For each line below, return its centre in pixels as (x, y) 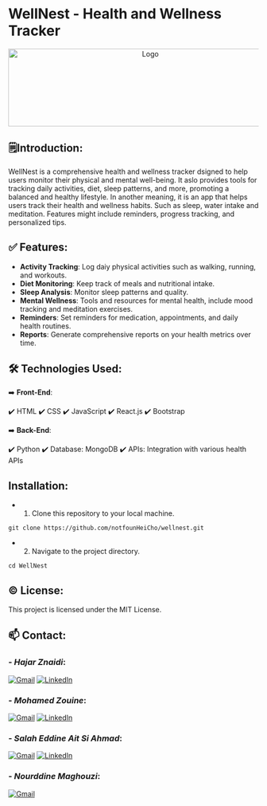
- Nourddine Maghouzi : (54, 777)
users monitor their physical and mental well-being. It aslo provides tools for (133, 179)
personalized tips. (37, 222)
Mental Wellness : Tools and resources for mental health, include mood (136, 301)
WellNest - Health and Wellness (115, 14)
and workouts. (43, 275)
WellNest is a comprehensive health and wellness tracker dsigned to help (128, 171)
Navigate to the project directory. (86, 552)
